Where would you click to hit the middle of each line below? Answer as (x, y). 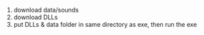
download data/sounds (46, 10)
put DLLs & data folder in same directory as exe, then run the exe (105, 24)
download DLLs (36, 17)
